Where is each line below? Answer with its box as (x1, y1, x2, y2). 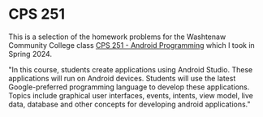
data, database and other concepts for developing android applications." (8, 99, 251, 109)
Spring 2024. (8, 49, 53, 58)
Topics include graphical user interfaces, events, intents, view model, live (8, 90, 253, 100)
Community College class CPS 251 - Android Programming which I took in (8, 40, 256, 50)
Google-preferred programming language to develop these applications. (8, 82, 250, 92)
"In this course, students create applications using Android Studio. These (8, 64, 253, 74)
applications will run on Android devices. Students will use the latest (8, 73, 236, 83)
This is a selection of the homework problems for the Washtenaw (8, 32, 226, 41)
